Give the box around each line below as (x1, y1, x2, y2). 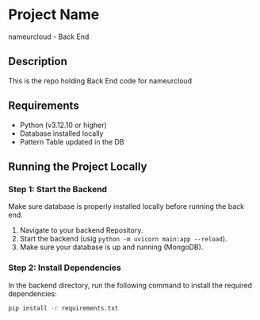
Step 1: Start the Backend (8, 183, 108, 195)
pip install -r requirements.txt (8, 304, 119, 312)
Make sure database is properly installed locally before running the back (8, 202, 244, 211)
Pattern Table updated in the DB (19, 137, 124, 146)
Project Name (8, 6, 100, 24)
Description (8, 55, 67, 68)
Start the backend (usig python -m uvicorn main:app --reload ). (19, 234, 227, 244)
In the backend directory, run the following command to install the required (8, 280, 252, 290)
